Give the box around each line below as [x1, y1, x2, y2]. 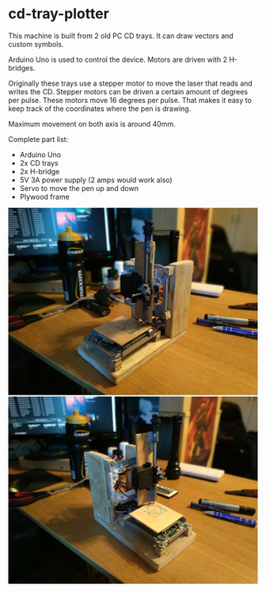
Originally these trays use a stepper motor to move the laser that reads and [8, 78, 253, 88]
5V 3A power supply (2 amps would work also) [19, 175, 173, 185]
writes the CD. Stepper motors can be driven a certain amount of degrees [8, 86, 248, 96]
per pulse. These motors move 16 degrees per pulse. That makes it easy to [8, 95, 252, 105]
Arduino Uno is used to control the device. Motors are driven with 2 [8, 55, 228, 64]
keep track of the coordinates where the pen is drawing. [8, 104, 192, 113]
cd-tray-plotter [8, 5, 109, 23]
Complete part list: [8, 134, 69, 143]
